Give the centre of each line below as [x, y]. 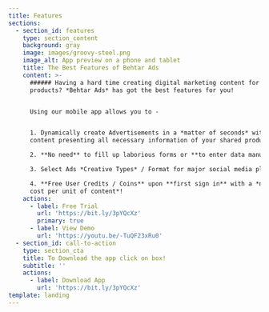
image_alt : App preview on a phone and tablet [102, 61]
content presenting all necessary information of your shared [135, 141]
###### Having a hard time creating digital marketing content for [145, 82]
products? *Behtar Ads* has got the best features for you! [132, 90]
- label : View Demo [62, 229]
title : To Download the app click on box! [94, 258]
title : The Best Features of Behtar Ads [91, 68]
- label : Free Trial [64, 206]
